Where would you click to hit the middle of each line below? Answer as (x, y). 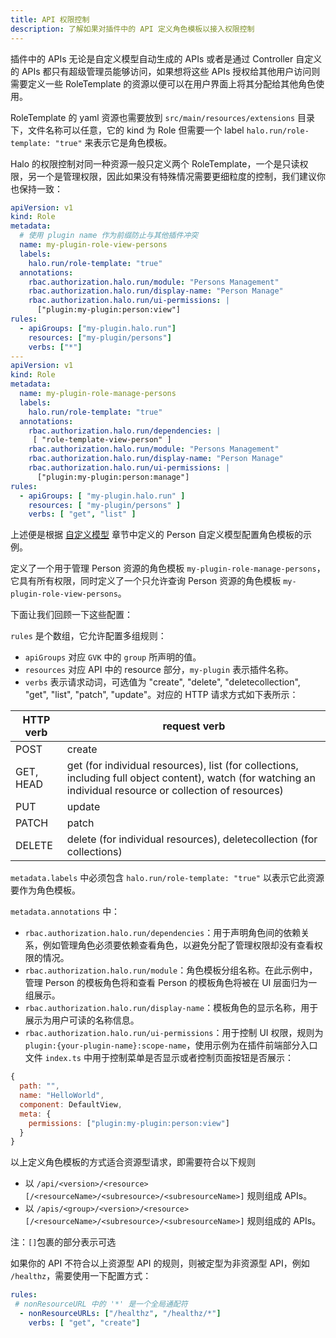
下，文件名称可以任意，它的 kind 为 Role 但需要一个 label (127, 130)
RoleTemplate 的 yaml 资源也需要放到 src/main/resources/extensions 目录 (163, 117)
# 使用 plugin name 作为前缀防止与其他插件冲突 (109, 236)
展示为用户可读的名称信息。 (82, 1020)
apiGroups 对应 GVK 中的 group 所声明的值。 (113, 657)
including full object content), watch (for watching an (191, 778)
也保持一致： (36, 188)
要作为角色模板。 (45, 890)
